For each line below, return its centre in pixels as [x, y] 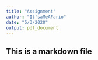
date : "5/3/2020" [27, 22]
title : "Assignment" [31, 11]
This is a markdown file [49, 51]
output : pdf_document [32, 28]
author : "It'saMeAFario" [36, 17]
